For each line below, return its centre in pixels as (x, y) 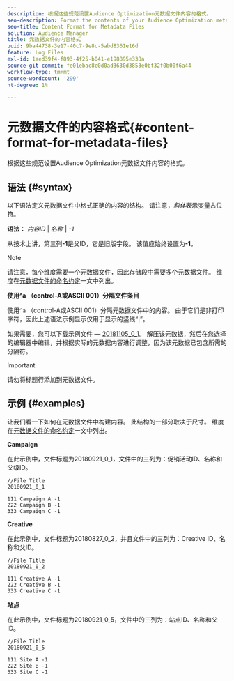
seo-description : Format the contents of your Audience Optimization (110, 20)
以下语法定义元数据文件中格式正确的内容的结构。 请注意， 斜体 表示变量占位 (115, 205)
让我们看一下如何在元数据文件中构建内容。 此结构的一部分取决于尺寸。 (109, 422)
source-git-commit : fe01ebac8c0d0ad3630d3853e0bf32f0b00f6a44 (99, 66)
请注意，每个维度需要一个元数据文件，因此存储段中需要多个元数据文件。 (111, 272)
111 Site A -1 (28, 659)
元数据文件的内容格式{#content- (101, 128)
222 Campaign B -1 (34, 505)
